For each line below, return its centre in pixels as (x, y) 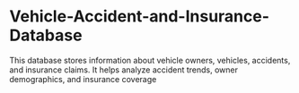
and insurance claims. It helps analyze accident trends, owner (123, 70)
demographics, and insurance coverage (83, 79)
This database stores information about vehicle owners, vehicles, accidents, (150, 60)
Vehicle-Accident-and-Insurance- (140, 17)
